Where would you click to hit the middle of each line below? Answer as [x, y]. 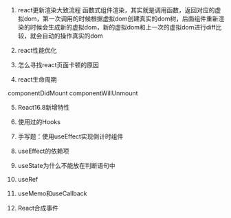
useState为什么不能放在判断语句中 [66, 166]
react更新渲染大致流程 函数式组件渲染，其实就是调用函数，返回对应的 [116, 10]
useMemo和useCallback [53, 193]
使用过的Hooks [39, 122]
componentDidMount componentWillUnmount [73, 93]
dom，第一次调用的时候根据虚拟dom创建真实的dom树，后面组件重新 [121, 19]
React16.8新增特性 [44, 107]
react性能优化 [37, 50]
